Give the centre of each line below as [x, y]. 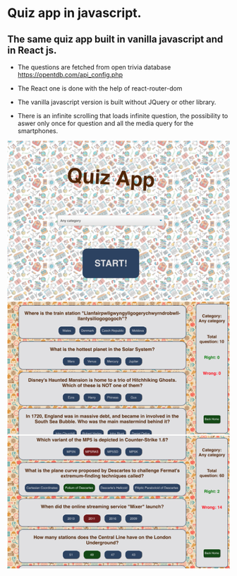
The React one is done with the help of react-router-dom [100, 88]
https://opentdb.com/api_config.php [70, 75]
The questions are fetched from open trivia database [94, 67]
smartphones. [38, 131]
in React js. [32, 50]
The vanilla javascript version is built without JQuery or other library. [117, 102]
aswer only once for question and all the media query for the [105, 123]
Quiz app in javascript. [74, 13]
